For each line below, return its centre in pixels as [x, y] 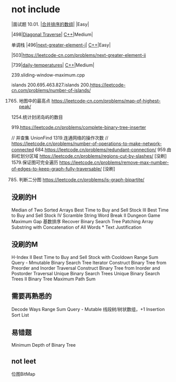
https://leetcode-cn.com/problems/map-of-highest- [106, 101]
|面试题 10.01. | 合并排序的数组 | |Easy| [50, 24]
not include [36, 9]
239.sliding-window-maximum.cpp [48, 75]
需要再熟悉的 [32, 296]
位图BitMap [23, 374]
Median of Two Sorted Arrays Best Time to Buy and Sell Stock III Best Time [90, 210]
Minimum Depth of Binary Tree [44, 345]
